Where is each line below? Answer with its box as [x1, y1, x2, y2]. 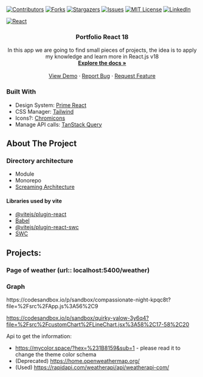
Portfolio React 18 [75, 32, 129, 41]
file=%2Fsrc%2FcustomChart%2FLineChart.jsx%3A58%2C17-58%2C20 [6, 321, 190, 328]
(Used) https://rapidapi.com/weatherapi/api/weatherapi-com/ [15, 364, 170, 371]
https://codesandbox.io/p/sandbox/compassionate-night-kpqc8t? [6, 296, 171, 303]
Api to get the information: [6, 333, 72, 340]
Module [15, 170, 35, 178]
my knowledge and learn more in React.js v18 [45, 53, 159, 60]
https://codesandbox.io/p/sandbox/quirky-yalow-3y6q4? [6, 314, 150, 322]
